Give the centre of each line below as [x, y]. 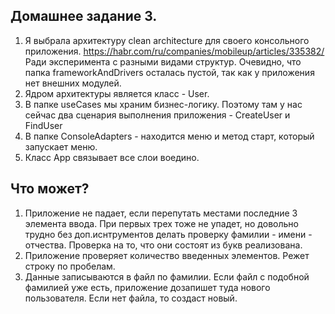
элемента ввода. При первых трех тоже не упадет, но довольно [161, 223]
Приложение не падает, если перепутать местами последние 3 [161, 213]
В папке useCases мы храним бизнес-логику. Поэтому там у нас [163, 104]
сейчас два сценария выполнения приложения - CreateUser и [157, 115]
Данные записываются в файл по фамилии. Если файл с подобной [167, 276]
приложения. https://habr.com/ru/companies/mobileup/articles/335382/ [174, 51]
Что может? [50, 189]
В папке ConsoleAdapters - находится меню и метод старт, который [169, 136]
